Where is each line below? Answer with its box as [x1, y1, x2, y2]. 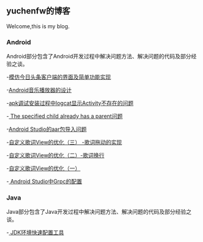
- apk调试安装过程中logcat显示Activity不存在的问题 [6, 100, 134, 107]
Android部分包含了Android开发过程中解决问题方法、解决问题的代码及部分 [6, 53, 191, 60]
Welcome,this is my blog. [6, 22, 70, 29]
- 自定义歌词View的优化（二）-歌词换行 [6, 152, 105, 159]
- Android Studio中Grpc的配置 [6, 178, 82, 185]
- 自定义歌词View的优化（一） [6, 165, 81, 172]
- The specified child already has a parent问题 [6, 112, 123, 120]
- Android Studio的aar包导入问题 [6, 125, 87, 133]
